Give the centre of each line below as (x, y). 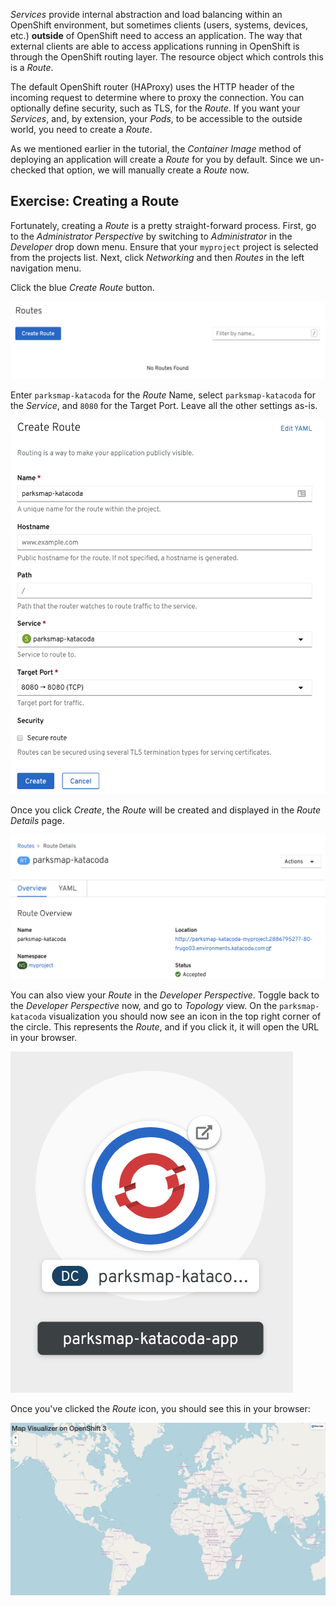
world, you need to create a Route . (81, 129)
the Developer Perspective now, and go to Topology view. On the (144, 1006)
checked (28, 170)
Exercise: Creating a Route (95, 201)
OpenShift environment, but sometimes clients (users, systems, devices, (159, 25)
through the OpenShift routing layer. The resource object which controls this (167, 57)
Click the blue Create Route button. (82, 287)
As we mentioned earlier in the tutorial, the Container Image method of (156, 148)
